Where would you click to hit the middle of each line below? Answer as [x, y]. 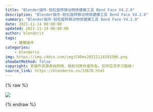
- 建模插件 [24, 43]
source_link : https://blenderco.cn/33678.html [55, 71]
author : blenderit [24, 33]
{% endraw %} [21, 104]
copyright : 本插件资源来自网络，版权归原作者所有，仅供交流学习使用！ [70, 66]
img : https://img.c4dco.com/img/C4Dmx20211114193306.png [66, 57]
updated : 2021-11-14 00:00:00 [37, 29]
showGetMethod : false [28, 62]
